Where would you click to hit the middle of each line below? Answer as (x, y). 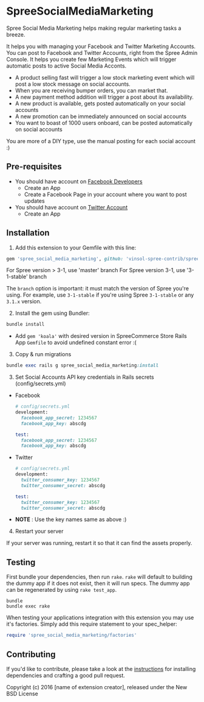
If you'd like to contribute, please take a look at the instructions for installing (101, 669)
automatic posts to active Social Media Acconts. (66, 66)
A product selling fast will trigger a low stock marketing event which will (105, 77)
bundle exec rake (28, 606)
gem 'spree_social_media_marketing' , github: (65, 259)
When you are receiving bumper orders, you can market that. (91, 90)
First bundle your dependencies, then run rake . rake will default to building (100, 577)
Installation (28, 233)
